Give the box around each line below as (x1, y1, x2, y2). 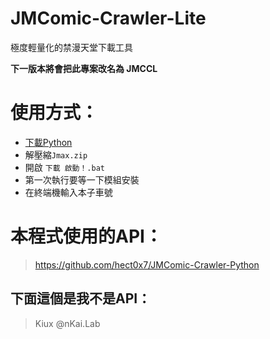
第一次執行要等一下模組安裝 (24, 173, 140, 186)
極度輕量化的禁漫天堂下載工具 (10, 41, 133, 53)
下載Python (24, 136, 73, 148)
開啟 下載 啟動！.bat (24, 161, 105, 173)
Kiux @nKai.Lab (34, 317, 101, 329)
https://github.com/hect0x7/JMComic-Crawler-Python (34, 258, 260, 271)
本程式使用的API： (10, 225, 163, 248)
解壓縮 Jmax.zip (24, 148, 88, 161)
